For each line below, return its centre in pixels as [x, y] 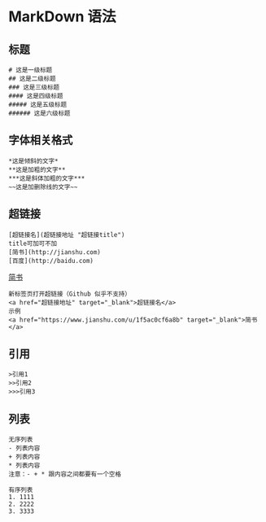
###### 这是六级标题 [39, 113]
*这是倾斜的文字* [33, 161]
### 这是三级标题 [34, 87]
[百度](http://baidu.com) [51, 261]
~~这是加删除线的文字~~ [43, 187]
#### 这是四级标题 [36, 96]
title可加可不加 [33, 243]
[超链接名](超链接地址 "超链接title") [67, 235]
